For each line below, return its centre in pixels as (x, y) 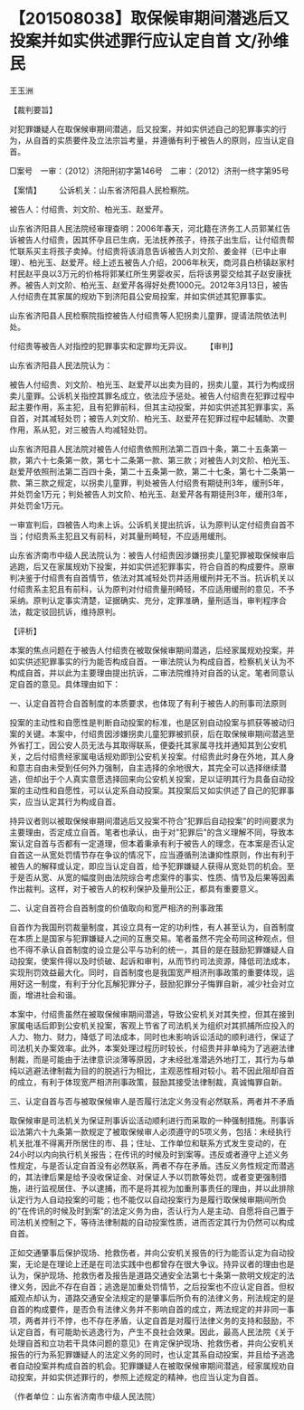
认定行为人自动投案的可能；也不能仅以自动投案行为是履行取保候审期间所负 (148, 1199)
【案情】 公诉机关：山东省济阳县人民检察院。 (102, 190)
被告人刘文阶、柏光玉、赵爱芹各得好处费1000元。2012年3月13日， (149, 285)
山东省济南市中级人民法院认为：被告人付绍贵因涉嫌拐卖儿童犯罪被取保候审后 (152, 555)
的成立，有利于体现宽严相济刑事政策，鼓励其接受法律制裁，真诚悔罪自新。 (148, 1082)
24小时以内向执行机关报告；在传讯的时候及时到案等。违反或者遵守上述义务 (149, 1154)
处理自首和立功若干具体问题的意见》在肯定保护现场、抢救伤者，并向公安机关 (152, 1343)
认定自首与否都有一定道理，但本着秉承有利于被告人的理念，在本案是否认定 (156, 843)
